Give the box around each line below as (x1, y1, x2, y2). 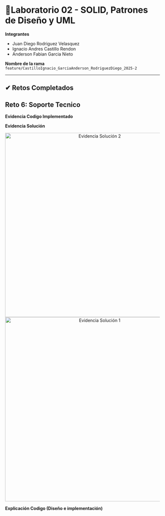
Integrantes (5, 31, 29, 37)
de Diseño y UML (5, 15, 76, 26)
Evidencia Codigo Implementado (5, 114, 73, 119)
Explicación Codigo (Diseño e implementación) (5, 506, 103, 512)
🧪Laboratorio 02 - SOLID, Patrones (5, 4, 148, 16)
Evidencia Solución (5, 123, 45, 129)
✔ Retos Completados (5, 84, 74, 92)
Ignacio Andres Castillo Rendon (12, 46, 76, 52)
